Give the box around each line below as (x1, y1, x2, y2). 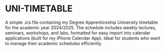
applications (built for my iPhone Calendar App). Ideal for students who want (5, 35, 161, 41)
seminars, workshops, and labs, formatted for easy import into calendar (5, 30, 151, 36)
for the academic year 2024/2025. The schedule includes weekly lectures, (5, 24, 157, 30)
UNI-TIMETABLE (5, 3, 73, 14)
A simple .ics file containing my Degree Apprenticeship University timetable (5, 19, 159, 25)
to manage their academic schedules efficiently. (5, 40, 102, 46)
